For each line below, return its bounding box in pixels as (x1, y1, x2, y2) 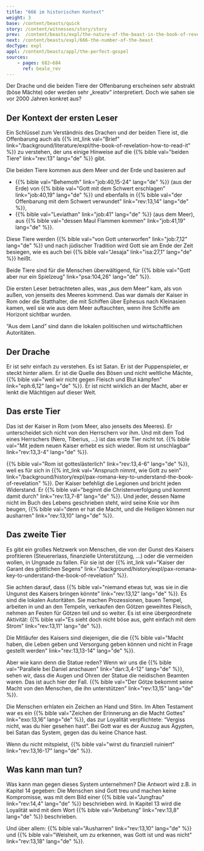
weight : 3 (6, 15, 32, 21)
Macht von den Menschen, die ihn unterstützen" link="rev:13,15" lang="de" (6, 684, 194, 692)
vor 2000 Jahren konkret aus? (6, 95, 82, 102)
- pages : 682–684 (17, 60, 61, 66)
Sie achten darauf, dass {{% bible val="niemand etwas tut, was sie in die (6, 583, 188, 590)
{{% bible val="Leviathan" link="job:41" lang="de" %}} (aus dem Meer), (15, 211, 195, 218)
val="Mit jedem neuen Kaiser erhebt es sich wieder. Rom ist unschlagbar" (6, 442, 191, 449)
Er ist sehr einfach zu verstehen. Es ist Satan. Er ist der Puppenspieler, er (6, 363, 189, 370)
